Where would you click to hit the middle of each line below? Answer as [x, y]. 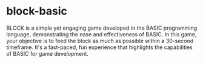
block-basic [37, 11]
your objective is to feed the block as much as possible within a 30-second [100, 41]
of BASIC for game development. [48, 53]
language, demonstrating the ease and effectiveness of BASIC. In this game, [101, 34]
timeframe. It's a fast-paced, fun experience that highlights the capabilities [99, 47]
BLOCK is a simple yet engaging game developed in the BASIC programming [102, 28]
